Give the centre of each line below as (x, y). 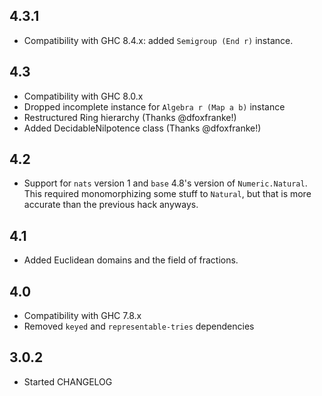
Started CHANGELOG (68, 381)
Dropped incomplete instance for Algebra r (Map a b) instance (154, 106)
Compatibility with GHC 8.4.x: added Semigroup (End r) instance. (158, 40)
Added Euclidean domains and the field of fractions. (131, 260)
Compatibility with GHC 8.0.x (83, 96)
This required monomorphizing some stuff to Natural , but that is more (167, 194)
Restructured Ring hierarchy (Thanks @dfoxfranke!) (130, 117)
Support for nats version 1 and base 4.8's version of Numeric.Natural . (165, 183)
